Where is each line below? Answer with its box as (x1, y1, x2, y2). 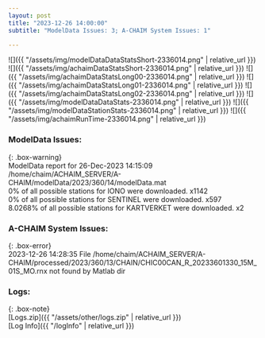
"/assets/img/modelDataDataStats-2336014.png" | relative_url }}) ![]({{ (18, 97, 249, 107)
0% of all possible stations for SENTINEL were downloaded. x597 (8, 194, 222, 204)
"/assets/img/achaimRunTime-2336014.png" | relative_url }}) (8, 115, 206, 124)
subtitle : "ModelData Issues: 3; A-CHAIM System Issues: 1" (8, 26, 212, 34)
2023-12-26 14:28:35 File (8, 249, 91, 258)
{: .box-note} (8, 304, 50, 314)
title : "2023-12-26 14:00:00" (8, 19, 109, 27)
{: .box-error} (8, 240, 52, 251)
